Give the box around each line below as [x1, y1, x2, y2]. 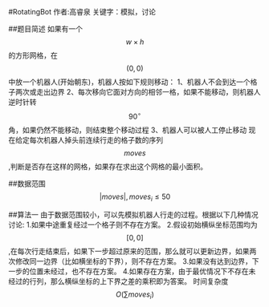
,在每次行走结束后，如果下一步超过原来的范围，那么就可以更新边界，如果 [8, 247, 251, 257]
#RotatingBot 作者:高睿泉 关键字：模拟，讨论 [8, 7, 157, 16]
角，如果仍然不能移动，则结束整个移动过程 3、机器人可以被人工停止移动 [8, 125, 247, 135]
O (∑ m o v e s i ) [115, 289, 155, 301]
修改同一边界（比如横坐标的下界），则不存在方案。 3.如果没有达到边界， [14, 257, 253, 266]
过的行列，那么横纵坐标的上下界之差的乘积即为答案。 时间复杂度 [14, 277, 229, 286]
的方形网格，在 [8, 50, 58, 60]
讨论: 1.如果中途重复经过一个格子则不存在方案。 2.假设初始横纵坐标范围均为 [8, 220, 259, 230]
